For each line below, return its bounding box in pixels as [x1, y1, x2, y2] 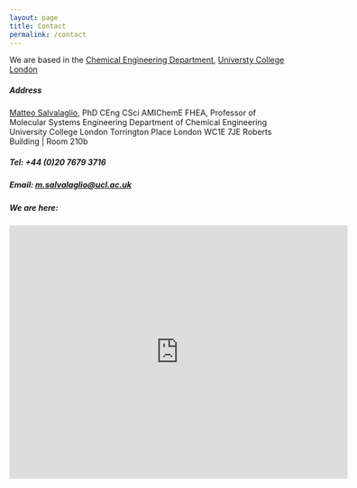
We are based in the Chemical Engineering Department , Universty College [9, 55, 285, 66]
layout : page [9, 13, 59, 23]
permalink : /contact [9, 30, 87, 39]
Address [9, 85, 42, 95]
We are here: [9, 202, 59, 212]
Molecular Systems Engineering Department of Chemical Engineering [9, 117, 268, 128]
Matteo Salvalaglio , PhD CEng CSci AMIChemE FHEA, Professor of [9, 107, 257, 118]
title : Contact [9, 22, 67, 31]
